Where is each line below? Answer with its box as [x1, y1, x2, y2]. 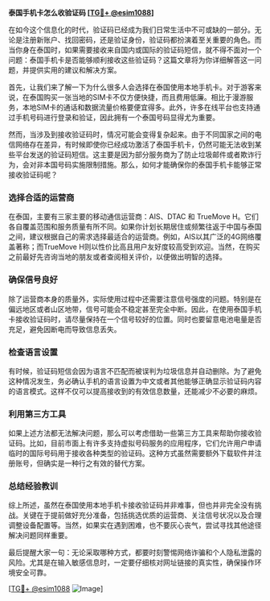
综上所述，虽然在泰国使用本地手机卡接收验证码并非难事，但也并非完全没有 [8, 500, 255, 510]
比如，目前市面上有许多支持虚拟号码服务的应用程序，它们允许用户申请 [29, 438, 262, 448]
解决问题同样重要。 [8, 531, 72, 541]
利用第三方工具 [8, 408, 67, 420]
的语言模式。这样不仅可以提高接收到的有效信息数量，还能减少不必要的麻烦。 [8, 386, 262, 396]
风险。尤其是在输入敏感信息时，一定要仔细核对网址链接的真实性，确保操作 [8, 557, 255, 567]
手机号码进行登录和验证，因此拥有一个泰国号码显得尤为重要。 [14, 113, 219, 122]
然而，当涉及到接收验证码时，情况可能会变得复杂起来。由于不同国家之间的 [8, 130, 255, 139]
